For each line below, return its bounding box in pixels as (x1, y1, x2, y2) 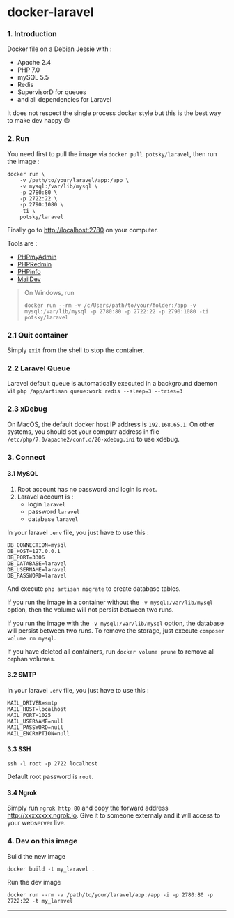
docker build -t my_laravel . (7, 866, 95, 873)
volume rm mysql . (7, 633, 56, 642)
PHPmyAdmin (17, 253, 57, 261)
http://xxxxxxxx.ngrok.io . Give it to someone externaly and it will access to (7, 811, 221, 820)
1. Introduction (7, 29, 57, 39)
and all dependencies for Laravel (17, 96, 111, 104)
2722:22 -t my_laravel (7, 897, 73, 904)
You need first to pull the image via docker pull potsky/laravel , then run (7, 149, 217, 158)
